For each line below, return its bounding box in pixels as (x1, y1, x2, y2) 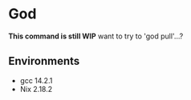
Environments (8, 54, 80, 68)
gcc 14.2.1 (19, 75, 53, 85)
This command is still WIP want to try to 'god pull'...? (8, 31, 184, 41)
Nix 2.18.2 (19, 84, 53, 94)
